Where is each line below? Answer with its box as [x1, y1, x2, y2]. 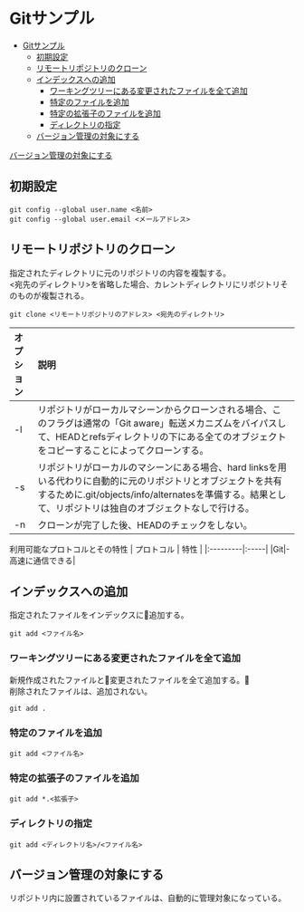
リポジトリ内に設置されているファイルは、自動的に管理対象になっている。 [9, 893, 287, 904]
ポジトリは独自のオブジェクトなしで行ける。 [64, 502, 255, 514]
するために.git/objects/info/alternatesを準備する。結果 [37, 488, 269, 501]
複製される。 [40, 290, 89, 301]
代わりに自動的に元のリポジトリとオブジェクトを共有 [55, 475, 283, 487]
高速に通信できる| [9, 554, 76, 566]
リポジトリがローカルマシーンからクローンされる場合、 [37, 403, 273, 416]
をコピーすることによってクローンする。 [37, 444, 209, 456]
